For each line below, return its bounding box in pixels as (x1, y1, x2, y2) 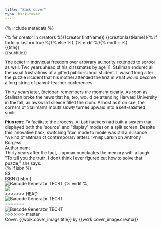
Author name (5, 145, 31, 151)
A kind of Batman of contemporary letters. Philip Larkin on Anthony (7, 134, 141, 140)
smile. (5, 109, 17, 115)
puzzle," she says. (5, 160, 42, 166)
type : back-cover (5, 12, 40, 16)
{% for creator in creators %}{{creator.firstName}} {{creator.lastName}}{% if (5, 34, 157, 40)
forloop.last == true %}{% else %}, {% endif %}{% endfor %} (5, 39, 128, 45)
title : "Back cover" (5, 7, 47, 12)
